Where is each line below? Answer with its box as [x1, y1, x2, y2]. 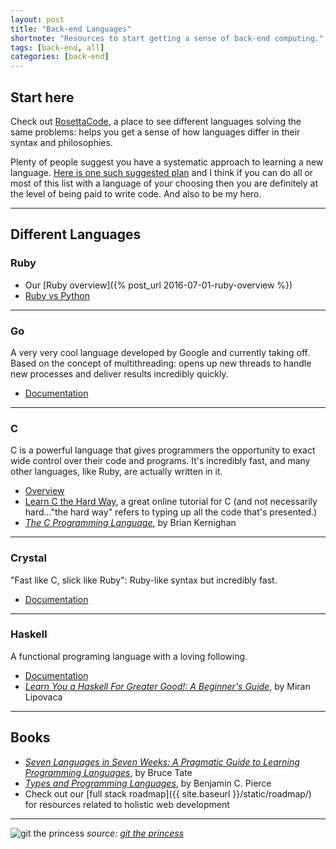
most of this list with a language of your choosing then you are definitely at [10, 177, 319, 189]
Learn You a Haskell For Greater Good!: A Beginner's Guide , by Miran [24, 680, 311, 692]
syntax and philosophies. [10, 136, 113, 148]
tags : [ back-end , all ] [10, 42, 105, 53]
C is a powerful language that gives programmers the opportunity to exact [10, 444, 316, 456]
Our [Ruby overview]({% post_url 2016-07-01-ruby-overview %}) [24, 279, 293, 291]
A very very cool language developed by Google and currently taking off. [10, 346, 310, 358]
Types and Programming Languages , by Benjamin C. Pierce [24, 777, 272, 789]
